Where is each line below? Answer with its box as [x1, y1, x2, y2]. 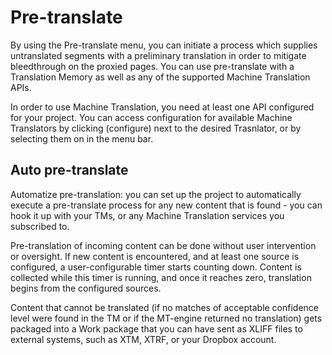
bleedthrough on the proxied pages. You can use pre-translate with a [10, 60, 295, 72]
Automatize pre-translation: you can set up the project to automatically [10, 188, 302, 200]
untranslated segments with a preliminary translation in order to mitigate [10, 49, 307, 61]
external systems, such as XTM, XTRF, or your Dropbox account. [10, 333, 277, 345]
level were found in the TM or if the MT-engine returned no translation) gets [10, 312, 323, 324]
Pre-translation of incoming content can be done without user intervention [10, 239, 317, 251]
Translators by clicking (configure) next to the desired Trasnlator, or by [10, 122, 302, 134]
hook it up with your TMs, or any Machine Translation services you [10, 209, 285, 221]
